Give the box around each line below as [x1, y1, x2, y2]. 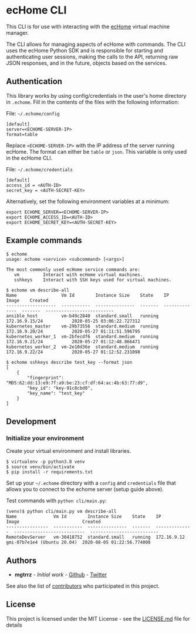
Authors [6, 555, 37, 565]
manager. [6, 29, 29, 36]
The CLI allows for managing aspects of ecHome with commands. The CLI [6, 41, 186, 48]
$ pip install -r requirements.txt [6, 469, 93, 475]
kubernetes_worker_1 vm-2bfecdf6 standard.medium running [6, 333, 159, 339]
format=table [6, 131, 38, 137]
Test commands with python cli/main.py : [6, 497, 107, 504]
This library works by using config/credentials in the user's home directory [6, 92, 187, 99]
